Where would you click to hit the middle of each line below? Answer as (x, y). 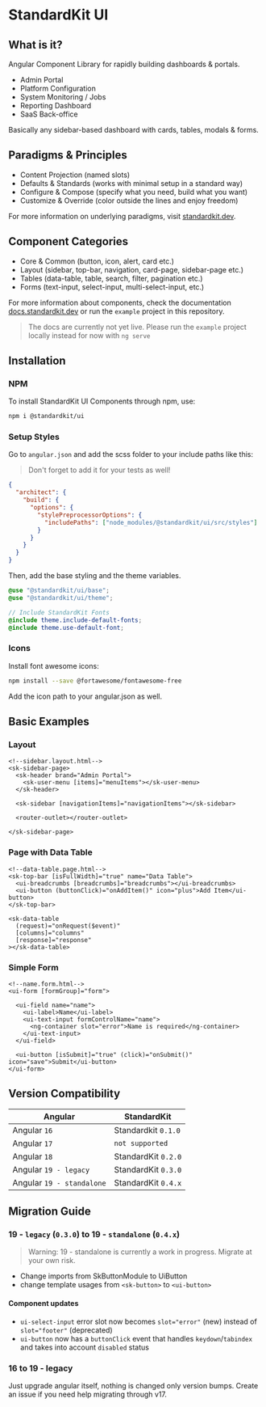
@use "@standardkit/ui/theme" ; (61, 598)
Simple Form (33, 967)
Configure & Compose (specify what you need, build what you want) (134, 192)
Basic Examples (49, 722)
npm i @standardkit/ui (46, 416)
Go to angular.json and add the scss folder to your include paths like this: (131, 454)
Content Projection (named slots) (75, 175)
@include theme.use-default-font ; (66, 627)
